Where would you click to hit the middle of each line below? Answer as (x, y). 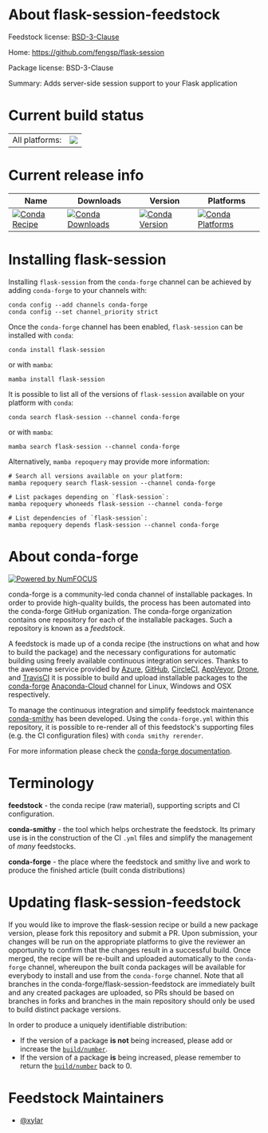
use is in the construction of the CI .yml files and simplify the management (130, 838)
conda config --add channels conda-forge (78, 305)
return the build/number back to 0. (76, 1066)
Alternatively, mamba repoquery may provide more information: (109, 462)
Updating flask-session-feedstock (125, 902)
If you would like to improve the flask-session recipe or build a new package (133, 925)
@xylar (32, 1120)
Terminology (51, 783)
